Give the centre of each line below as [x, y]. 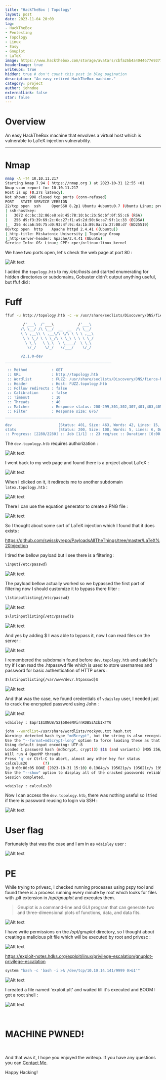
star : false [17, 97]
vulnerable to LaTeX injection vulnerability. [48, 141]
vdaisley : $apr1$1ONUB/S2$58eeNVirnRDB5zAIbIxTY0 [58, 722]
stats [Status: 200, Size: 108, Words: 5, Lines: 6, [80, 430]
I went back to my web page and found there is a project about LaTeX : [77, 463]
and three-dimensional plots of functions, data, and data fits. [79, 913]
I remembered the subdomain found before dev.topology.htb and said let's [82, 660]
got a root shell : [22, 995]
